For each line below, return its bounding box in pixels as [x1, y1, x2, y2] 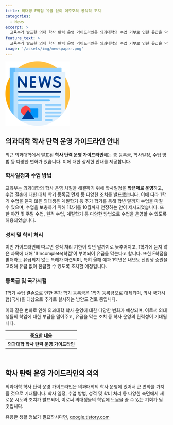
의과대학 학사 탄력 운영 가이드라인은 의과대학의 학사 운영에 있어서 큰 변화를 [5, 383, 155, 389]
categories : [5, 13, 31, 19]
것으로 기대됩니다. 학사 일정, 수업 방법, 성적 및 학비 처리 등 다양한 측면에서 [10, 390, 159, 396]
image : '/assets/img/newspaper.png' [5, 46, 84, 51]
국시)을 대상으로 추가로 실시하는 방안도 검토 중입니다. [11, 296, 117, 303]
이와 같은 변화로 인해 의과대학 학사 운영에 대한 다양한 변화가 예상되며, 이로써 [5, 307, 158, 313]
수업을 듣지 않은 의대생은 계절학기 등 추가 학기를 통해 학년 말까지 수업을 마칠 [10, 198, 163, 204]
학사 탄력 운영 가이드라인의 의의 [5, 369, 99, 378]
